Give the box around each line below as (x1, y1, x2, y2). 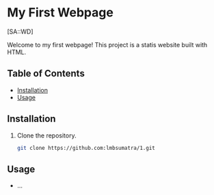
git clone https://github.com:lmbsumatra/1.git (16, 144, 155, 151)
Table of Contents (7, 68, 85, 79)
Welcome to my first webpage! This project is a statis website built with (7, 40, 208, 49)
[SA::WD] (7, 27, 34, 36)
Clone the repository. (16, 131, 77, 140)
